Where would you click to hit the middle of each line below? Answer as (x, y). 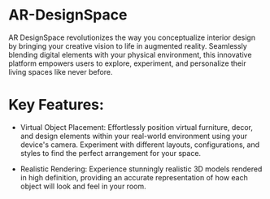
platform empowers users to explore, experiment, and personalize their (127, 63)
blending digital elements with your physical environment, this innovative (130, 54)
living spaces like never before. (61, 71)
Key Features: (56, 105)
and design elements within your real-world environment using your (134, 136)
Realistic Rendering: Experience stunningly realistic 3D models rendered (141, 169)
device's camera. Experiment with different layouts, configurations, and (140, 145)
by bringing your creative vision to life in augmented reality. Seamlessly (128, 45)
